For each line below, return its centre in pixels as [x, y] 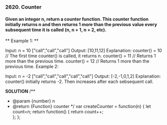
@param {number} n [34, 101]
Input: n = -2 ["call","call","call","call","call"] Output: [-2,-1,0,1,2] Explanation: [83, 76]
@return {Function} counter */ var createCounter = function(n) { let [82, 106]
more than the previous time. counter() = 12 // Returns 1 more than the [77, 61]
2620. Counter [23, 7]
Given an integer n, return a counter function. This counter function [77, 19]
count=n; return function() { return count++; [58, 112]
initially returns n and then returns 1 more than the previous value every [81, 24]
